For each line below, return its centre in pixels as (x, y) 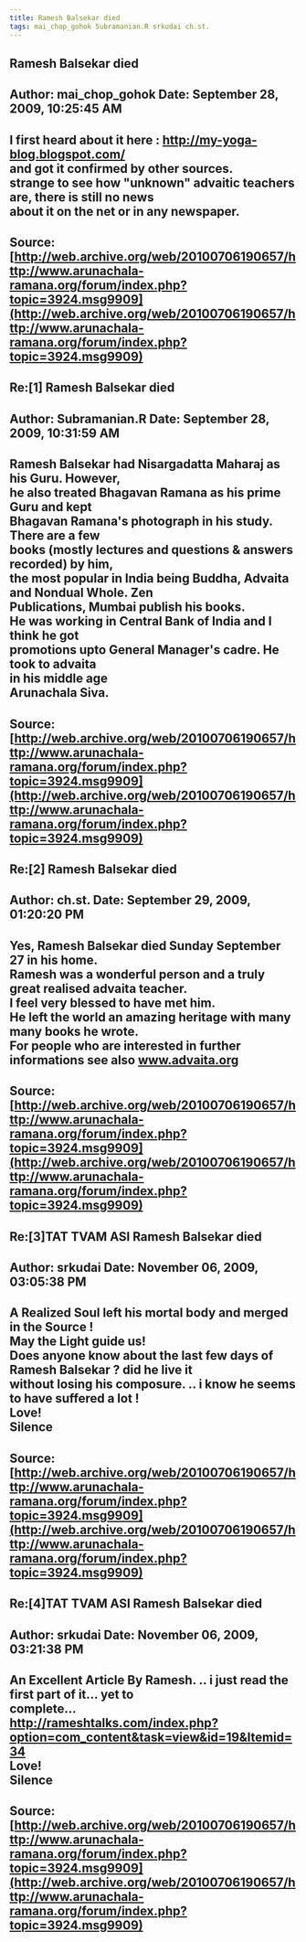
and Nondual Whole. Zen (81, 593)
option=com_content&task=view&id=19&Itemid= (151, 1737)
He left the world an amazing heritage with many (150, 1017)
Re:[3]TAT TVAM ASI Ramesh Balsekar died (136, 1237)
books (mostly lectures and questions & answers (152, 550)
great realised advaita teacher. (99, 988)
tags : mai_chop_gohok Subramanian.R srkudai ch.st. (110, 27)
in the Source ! (52, 1327)
